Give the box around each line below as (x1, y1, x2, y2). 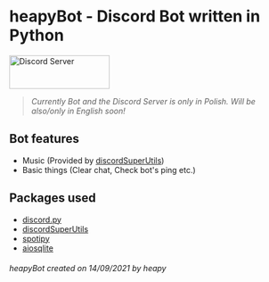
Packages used (9, 190, 96, 206)
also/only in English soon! (30, 105, 126, 116)
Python (9, 25, 64, 46)
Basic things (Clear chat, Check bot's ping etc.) (21, 164, 196, 175)
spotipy (21, 233, 51, 244)
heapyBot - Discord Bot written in (9, 6, 261, 27)
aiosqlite (21, 243, 53, 253)
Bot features (9, 131, 80, 146)
